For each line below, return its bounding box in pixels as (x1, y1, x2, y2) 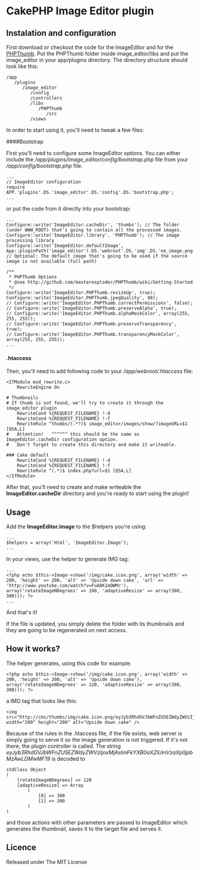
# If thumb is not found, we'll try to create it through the (6, 400, 164, 406)
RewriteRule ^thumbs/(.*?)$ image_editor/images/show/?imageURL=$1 (17, 421, 187, 427)
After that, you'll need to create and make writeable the (6, 484, 142, 491)
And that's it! (6, 609, 37, 616)
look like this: (6, 63, 39, 70)
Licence (6, 843, 37, 853)
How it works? (6, 644, 61, 654)
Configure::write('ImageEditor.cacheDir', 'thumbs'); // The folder (6, 222, 180, 228)
